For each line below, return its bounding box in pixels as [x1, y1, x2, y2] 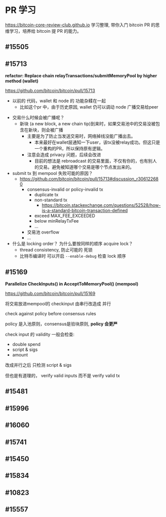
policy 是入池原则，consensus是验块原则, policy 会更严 [5, 321, 118, 327]
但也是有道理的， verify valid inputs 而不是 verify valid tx [5, 372, 120, 378]
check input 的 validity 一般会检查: [5, 331, 75, 337]
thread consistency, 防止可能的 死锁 [19, 247, 93, 253]
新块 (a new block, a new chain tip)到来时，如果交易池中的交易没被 [19, 121, 156, 127]
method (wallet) [5, 78, 39, 84]
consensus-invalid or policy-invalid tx [27, 186, 104, 192]
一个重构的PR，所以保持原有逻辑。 [34, 146, 105, 152]
